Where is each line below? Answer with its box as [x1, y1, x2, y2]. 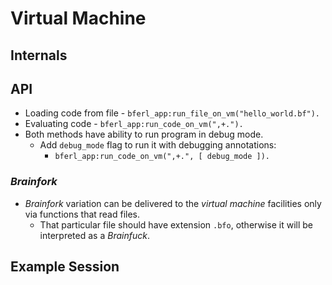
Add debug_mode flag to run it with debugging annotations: [39, 139, 277, 151]
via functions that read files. [24, 208, 141, 220]
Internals [10, 47, 68, 64]
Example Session [10, 258, 120, 276]
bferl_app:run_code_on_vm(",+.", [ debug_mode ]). [54, 152, 271, 162]
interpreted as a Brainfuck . [39, 229, 150, 241]
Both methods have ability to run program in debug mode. [24, 128, 264, 141]
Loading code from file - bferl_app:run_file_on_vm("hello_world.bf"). [24, 107, 321, 119]
